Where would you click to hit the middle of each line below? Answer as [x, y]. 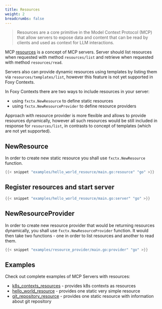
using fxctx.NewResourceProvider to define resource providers [74, 106]
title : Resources [22, 9]
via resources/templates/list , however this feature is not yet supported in [79, 77]
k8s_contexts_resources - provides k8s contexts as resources [74, 286]
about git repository [32, 301]
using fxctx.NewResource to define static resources [63, 101]
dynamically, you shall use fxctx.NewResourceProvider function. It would [77, 230]
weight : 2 [15, 14]
